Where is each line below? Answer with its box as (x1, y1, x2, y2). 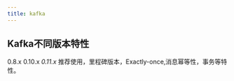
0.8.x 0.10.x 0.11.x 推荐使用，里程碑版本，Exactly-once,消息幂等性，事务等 (7, 57, 221, 66)
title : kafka (7, 10, 46, 17)
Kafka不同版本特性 (7, 38, 90, 50)
